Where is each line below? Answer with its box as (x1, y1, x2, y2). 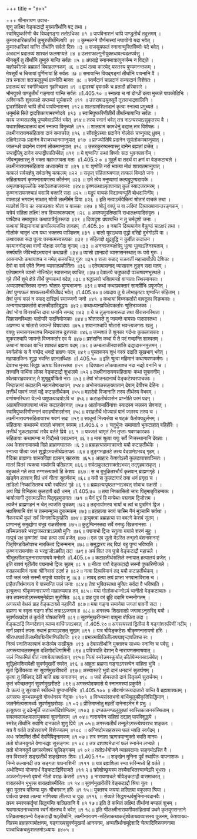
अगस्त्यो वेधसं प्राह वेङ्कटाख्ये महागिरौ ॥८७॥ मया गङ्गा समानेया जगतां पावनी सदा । (6, 601, 162, 607)
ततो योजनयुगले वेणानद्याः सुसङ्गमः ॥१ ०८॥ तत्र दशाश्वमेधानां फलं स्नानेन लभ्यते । (6, 740, 160, 746)
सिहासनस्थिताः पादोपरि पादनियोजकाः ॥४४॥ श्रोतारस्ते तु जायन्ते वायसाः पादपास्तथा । (6, 315, 162, 322)
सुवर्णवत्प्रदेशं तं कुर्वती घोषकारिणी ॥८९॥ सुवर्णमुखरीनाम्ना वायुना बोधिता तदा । (6, 614, 148, 621)
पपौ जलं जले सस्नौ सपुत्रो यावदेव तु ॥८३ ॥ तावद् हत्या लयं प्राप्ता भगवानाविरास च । (6, 574, 159, 581)
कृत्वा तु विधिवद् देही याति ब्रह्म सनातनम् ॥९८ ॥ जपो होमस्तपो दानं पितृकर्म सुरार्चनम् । (6, 673, 163, 680)
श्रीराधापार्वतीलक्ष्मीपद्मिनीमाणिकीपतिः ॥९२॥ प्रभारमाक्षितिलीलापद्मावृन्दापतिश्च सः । (6, 634, 153, 640)
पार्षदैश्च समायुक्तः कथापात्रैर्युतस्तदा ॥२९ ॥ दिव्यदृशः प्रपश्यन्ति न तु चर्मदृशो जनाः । (6, 216, 157, 223)
